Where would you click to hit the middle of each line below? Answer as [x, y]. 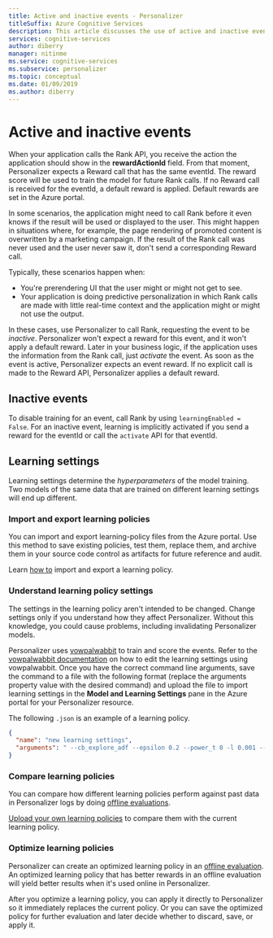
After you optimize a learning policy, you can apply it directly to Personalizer [136, 899]
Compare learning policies [62, 776]
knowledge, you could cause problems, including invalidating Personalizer [132, 626]
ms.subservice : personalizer [58, 69]
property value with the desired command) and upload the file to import [128, 685]
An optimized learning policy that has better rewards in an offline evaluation [135, 875]
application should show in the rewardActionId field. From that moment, [129, 163]
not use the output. [52, 314]
